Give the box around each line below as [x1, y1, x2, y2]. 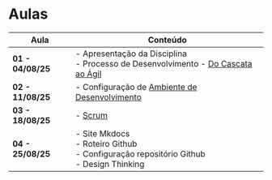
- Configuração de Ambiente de [75, 81, 198, 92]
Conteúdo [147, 34, 188, 45]
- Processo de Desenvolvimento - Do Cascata [75, 58, 253, 69]
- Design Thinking [75, 158, 145, 169]
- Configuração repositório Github [75, 148, 206, 159]
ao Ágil [75, 68, 102, 79]
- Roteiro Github [75, 138, 138, 149]
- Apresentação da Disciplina [75, 48, 188, 59]
